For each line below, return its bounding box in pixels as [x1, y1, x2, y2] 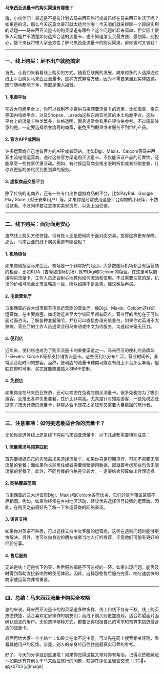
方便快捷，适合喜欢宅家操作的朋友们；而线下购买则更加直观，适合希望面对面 [5, 613, 159, 619]
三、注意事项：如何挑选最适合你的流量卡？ [5, 419, 105, 426]
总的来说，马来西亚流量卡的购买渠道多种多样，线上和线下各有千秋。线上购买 [5, 606, 159, 612]
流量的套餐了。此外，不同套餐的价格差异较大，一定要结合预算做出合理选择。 [5, 468, 159, 474]
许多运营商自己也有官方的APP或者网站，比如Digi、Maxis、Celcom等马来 [5, 148, 151, 154]
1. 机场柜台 [5, 251, 27, 256]
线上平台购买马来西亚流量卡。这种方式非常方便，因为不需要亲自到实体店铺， [5, 76, 159, 82]
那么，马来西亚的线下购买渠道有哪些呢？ [5, 239, 86, 245]
